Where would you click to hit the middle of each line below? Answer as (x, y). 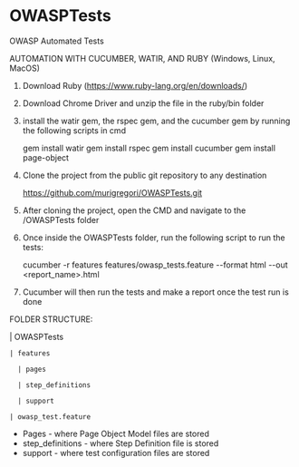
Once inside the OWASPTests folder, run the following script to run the (154, 238)
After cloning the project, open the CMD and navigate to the (134, 210)
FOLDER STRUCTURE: (51, 319)
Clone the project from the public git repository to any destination (145, 175)
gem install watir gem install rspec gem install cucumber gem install (149, 148)
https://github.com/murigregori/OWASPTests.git (112, 192)
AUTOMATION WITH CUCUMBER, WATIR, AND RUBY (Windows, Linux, (142, 58)
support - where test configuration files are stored (116, 452)
